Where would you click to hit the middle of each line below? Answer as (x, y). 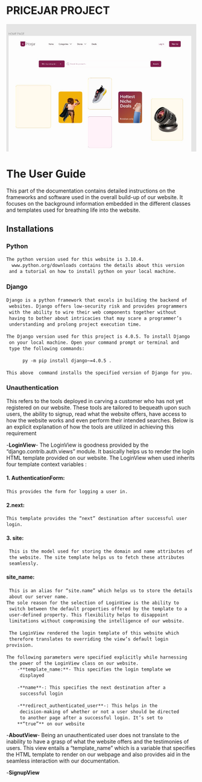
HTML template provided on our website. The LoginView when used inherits (100, 458)
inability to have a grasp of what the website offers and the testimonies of (98, 741)
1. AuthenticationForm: (36, 478)
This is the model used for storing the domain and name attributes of (101, 551)
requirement (21, 433)
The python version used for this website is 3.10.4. (75, 260)
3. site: (15, 538)
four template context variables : (47, 464)
